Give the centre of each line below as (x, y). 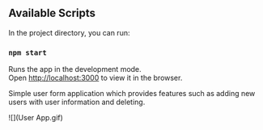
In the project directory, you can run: (69, 32)
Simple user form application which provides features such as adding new (132, 94)
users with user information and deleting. (77, 102)
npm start (28, 52)
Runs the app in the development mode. (75, 69)
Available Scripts (52, 13)
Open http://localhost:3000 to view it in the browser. (95, 78)
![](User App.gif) (36, 118)
